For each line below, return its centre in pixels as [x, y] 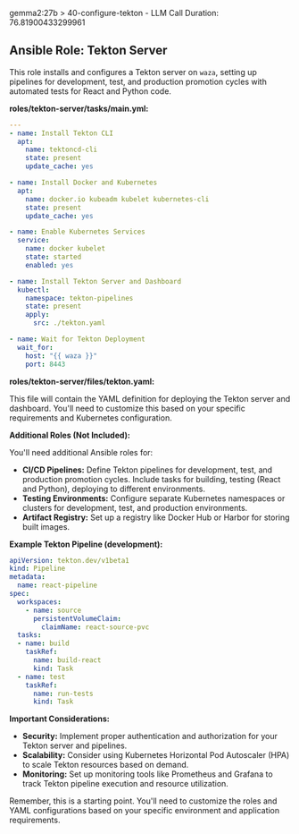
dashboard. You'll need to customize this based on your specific [127, 408]
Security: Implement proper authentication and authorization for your [150, 736]
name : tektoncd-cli [62, 150]
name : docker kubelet [65, 249]
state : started [54, 257]
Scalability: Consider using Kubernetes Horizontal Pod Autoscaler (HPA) [156, 755]
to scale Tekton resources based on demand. [105, 765]
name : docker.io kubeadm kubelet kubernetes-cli [117, 199]
